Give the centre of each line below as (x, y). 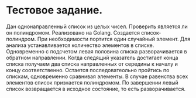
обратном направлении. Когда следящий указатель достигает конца (92, 58)
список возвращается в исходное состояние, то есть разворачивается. (96, 89)
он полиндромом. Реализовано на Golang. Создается (73, 32)
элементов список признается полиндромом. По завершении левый (92, 82)
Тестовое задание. (54, 10)
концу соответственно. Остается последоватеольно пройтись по (88, 70)
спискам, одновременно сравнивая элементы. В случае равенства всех (97, 76)
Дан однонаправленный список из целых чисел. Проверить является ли (97, 26)
